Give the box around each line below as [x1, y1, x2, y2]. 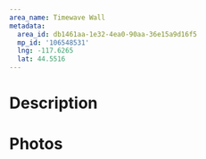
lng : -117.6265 [17, 46, 74, 55]
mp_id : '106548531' [17, 38, 90, 47]
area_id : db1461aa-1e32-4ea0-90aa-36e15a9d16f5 [17, 29, 198, 38]
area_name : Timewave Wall [9, 13, 105, 22]
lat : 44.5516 [17, 54, 66, 63]
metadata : [9, 21, 46, 30]
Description [9, 93, 98, 113]
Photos [9, 134, 63, 155]
